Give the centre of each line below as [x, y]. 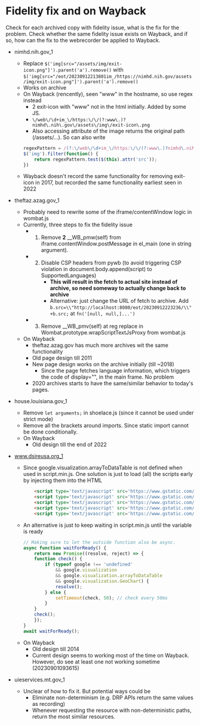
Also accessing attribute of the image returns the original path [108, 131]
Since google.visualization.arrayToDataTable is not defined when [103, 468]
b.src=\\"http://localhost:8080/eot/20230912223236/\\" [121, 308]
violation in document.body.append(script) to [97, 269]
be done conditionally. [50, 432]
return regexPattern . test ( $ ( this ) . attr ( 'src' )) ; [96, 159]
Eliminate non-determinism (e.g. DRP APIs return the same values [113, 698]
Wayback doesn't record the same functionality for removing [98, 176]
